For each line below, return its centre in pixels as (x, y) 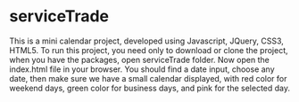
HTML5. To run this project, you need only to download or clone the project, (149, 50)
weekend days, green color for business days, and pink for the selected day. (150, 88)
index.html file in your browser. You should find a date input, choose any (142, 69)
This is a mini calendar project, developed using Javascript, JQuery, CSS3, (146, 41)
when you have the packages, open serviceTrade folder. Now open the (139, 59)
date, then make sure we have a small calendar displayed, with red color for (148, 78)
